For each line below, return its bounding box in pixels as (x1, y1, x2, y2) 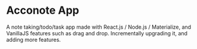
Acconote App (6, 4, 80, 17)
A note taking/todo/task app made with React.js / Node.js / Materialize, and (6, 23, 192, 30)
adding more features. (6, 36, 61, 43)
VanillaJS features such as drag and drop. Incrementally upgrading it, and (6, 29, 187, 36)
